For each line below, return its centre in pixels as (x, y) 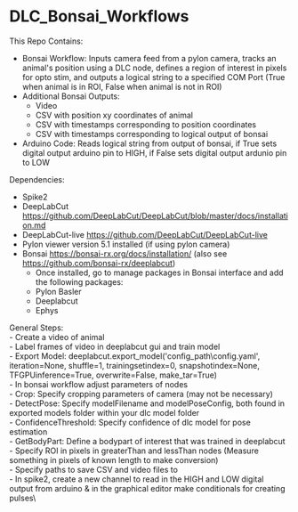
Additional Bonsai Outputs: (71, 96)
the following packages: (79, 281)
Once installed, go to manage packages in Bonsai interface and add (159, 272)
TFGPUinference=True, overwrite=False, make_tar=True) (113, 375)
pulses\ (23, 498)
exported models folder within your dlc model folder (105, 412)
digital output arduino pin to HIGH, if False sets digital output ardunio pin (154, 152)
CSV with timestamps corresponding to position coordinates (145, 124)
